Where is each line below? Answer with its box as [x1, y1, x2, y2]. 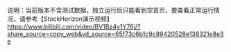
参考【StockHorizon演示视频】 [25, 15, 113, 23]
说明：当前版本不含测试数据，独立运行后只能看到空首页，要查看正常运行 [7, 6, 214, 14]
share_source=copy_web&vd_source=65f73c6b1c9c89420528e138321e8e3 [7, 30, 224, 38]
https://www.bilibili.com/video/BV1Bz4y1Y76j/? [7, 23, 141, 31]
